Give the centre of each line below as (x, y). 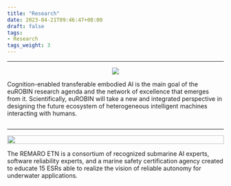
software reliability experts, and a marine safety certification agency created (115, 161)
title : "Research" (33, 13)
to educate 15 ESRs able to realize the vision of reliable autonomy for (104, 168)
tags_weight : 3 (29, 45)
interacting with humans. (42, 113)
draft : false (26, 26)
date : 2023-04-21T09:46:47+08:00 (55, 20)
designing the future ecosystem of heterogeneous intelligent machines (107, 106)
